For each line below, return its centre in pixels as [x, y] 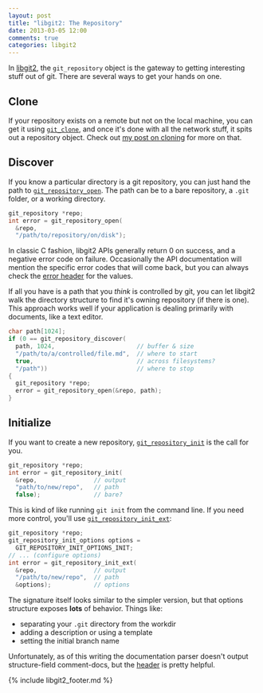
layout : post [30, 16]
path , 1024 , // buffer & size [105, 346]
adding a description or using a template [86, 632]
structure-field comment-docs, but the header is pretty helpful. [112, 665]
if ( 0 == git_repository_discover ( [67, 339]
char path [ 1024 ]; [37, 331]
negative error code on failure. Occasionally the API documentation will [125, 259]
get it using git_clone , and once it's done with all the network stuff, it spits [130, 129]
